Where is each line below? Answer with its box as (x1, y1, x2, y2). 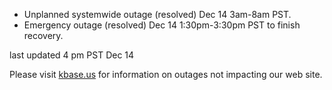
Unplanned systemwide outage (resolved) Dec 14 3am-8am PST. (23, 9, 292, 20)
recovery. (23, 30, 64, 41)
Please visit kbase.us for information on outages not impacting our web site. (9, 69, 323, 80)
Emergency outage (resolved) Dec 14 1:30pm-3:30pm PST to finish (23, 19, 301, 31)
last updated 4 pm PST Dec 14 (9, 49, 135, 61)
